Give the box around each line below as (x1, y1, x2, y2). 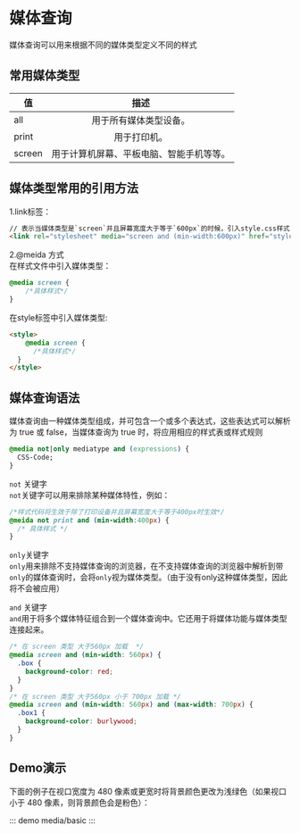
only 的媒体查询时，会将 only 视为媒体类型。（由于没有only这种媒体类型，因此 (9, 572, 288, 583)
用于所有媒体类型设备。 (91, 113, 190, 126)
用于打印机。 (113, 130, 168, 143)
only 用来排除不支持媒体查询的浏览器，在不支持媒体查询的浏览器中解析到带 (9, 561, 284, 571)
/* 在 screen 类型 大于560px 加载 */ (9, 642, 145, 652)
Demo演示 (9, 761, 67, 776)
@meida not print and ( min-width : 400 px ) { (9, 515, 170, 525)
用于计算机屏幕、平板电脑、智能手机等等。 (51, 147, 230, 160)
